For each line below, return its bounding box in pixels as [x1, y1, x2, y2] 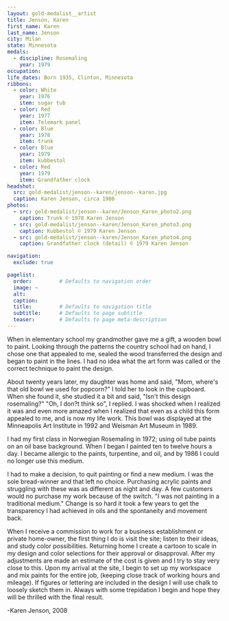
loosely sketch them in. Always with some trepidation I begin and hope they [7, 585, 221, 593]
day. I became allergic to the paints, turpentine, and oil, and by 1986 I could [7, 449, 219, 457]
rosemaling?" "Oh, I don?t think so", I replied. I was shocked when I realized [7, 400, 221, 408]
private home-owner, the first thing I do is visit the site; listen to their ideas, [7, 534, 219, 543]
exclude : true [13, 259, 53, 266]
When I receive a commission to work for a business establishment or [7, 527, 204, 535]
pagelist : [7, 272, 36, 279]
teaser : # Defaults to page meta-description [13, 316, 167, 323]
